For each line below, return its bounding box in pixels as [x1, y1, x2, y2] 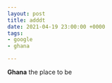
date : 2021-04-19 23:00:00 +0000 [7, 23, 106, 30]
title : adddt [7, 17, 46, 24]
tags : [7, 29, 23, 37]
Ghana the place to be [7, 68, 73, 76]
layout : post [7, 10, 46, 17]
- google [7, 36, 33, 43]
